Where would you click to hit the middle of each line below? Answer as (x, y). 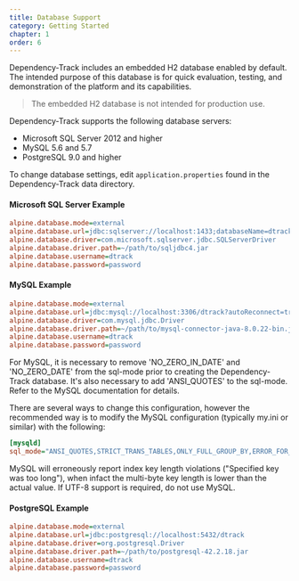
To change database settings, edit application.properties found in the (139, 175)
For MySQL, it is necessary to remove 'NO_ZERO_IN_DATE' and (125, 363)
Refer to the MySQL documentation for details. (94, 391)
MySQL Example (40, 285)
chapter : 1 (29, 34)
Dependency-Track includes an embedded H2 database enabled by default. (148, 68)
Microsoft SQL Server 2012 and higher (92, 138)
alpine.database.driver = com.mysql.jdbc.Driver (97, 320)
